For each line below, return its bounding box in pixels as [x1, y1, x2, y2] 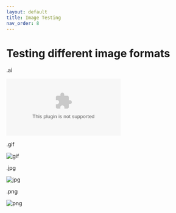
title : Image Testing [6, 15, 62, 21]
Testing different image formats [6, 46, 171, 60]
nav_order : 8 [6, 20, 40, 26]
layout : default [6, 9, 48, 15]
